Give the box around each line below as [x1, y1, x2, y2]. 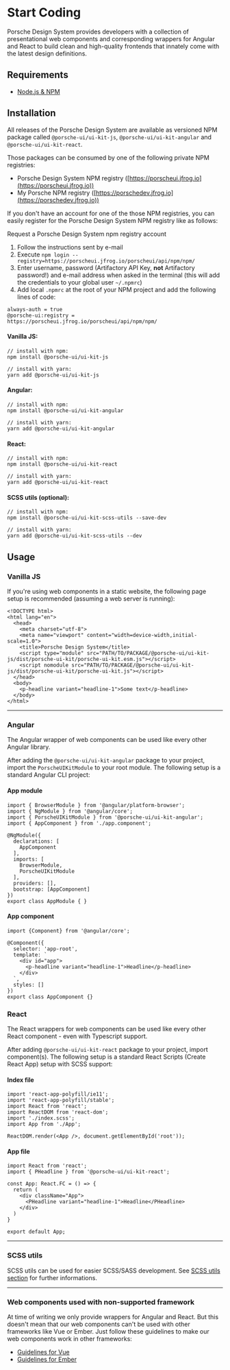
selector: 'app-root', [13, 945, 78, 952]
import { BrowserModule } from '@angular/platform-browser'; [7, 802, 186, 808]
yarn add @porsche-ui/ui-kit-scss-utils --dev [7, 533, 142, 540]
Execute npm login [16, 250, 70, 259]
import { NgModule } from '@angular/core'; [7, 808, 133, 815]
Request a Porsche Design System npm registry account [7, 230, 166, 238]
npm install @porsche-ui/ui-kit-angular [7, 407, 125, 414]
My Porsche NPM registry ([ [16, 189, 97, 197]
